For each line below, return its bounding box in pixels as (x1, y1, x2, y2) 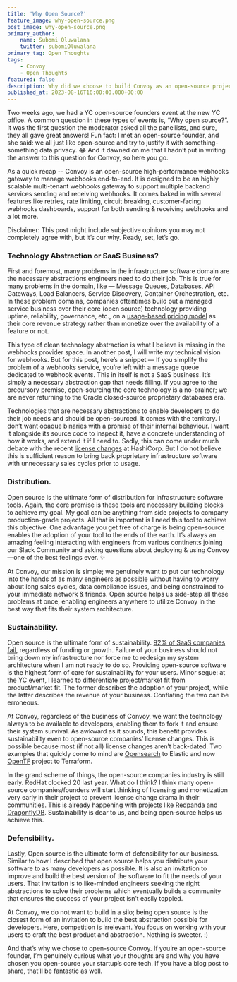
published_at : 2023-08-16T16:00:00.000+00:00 (7, 89, 143, 96)
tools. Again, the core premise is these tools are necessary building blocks (7, 501, 224, 509)
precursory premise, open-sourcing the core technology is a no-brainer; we (7, 385, 228, 394)
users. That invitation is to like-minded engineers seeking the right (7, 880, 200, 888)
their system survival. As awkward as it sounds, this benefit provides (7, 727, 207, 736)
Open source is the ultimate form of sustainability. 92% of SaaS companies (7, 638, 226, 647)
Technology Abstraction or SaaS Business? (7, 251, 159, 261)
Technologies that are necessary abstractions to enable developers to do (7, 407, 220, 415)
